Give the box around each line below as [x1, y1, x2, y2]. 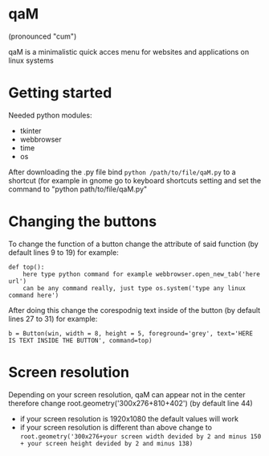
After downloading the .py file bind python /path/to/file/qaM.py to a [8, 166, 236, 177]
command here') [8, 291, 59, 299]
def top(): [8, 263, 45, 271]
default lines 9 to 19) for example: [8, 247, 119, 257]
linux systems [8, 55, 54, 65]
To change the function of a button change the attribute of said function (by [8, 239, 259, 249]
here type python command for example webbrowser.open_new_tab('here [22, 270, 261, 278]
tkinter [19, 125, 42, 135]
